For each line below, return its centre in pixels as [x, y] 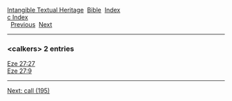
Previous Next [31, 24]
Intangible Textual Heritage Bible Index [64, 10]
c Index [18, 17]
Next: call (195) [29, 91]
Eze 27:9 [20, 71]
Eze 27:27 [21, 64]
